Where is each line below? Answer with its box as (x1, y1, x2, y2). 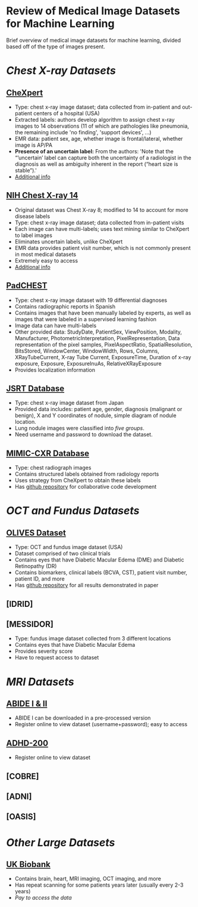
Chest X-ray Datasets (6, 64, 116, 78)
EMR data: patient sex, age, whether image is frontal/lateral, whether (14, 135, 183, 142)
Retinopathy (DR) (14, 563, 57, 570)
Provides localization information (14, 366, 96, 374)
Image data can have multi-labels (14, 322, 97, 329)
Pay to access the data (14, 894, 73, 902)
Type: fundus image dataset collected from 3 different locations (14, 635, 171, 642)
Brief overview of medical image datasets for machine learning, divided (6, 36, 181, 44)
